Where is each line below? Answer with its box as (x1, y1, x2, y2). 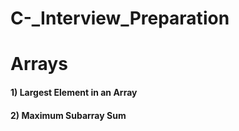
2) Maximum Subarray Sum (10, 109, 127, 121)
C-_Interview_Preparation (10, 7, 230, 30)
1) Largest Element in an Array (10, 86, 138, 98)
